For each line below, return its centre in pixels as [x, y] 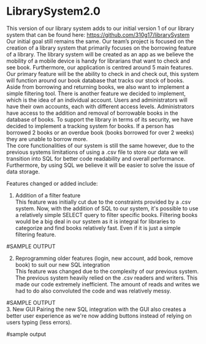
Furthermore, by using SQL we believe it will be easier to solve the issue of [101, 165]
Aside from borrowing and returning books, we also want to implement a [98, 86]
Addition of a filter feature [48, 195]
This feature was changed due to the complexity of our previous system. [107, 271]
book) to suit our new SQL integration [63, 264]
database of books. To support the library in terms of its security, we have [100, 119]
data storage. [23, 171]
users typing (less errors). [39, 322]
